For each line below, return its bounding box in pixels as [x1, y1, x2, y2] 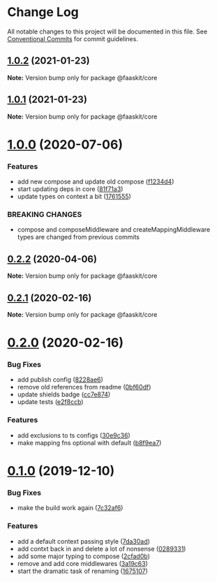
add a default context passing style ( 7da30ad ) [17, 537, 150, 545]
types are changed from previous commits [17, 233, 140, 241]
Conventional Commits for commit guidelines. [7, 34, 138, 43]
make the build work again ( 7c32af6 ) [17, 504, 124, 512]
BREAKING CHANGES [7, 209, 82, 219]
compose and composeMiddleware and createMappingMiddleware [17, 225, 211, 234]
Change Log [7, 4, 79, 20]
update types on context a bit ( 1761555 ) [17, 193, 131, 201]
